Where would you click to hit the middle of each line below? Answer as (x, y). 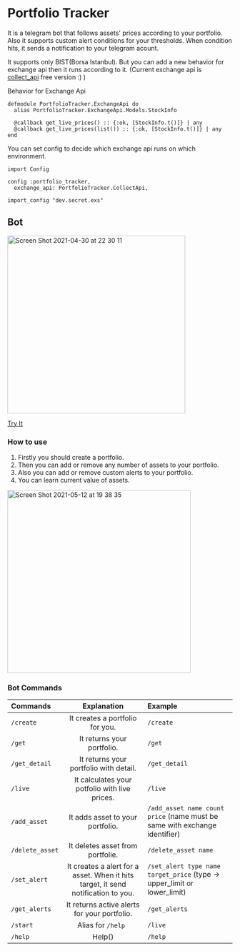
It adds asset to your (103, 817)
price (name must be (183, 817)
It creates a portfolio (103, 718)
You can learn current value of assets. (74, 480)
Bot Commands (35, 688)
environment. (27, 156)
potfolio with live (103, 789)
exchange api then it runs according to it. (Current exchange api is (105, 69)
